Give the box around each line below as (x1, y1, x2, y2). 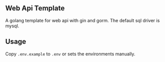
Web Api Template (5, 4, 65, 13)
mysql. (5, 23, 19, 29)
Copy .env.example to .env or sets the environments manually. (5, 50, 136, 57)
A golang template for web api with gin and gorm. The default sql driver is (5, 17, 160, 23)
